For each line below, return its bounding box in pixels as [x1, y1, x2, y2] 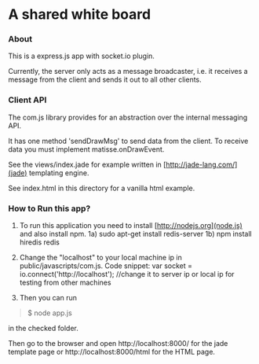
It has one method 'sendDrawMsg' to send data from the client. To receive [8, 136, 249, 145]
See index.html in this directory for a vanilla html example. [8, 183, 195, 193]
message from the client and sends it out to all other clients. [8, 75, 202, 84]
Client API [8, 94, 47, 105]
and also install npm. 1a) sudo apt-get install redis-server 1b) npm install [19, 230, 253, 239]
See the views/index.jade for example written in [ [8, 160, 166, 169]
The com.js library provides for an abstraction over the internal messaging [8, 112, 248, 122]
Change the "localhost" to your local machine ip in [19, 253, 182, 263]
